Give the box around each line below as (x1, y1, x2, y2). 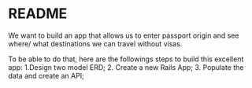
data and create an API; (8, 71, 84, 80)
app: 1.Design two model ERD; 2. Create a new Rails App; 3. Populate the (8, 62, 244, 71)
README (8, 5, 68, 23)
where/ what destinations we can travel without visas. (8, 38, 183, 48)
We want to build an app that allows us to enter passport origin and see (8, 31, 239, 40)
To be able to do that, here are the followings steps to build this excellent (8, 54, 244, 64)
